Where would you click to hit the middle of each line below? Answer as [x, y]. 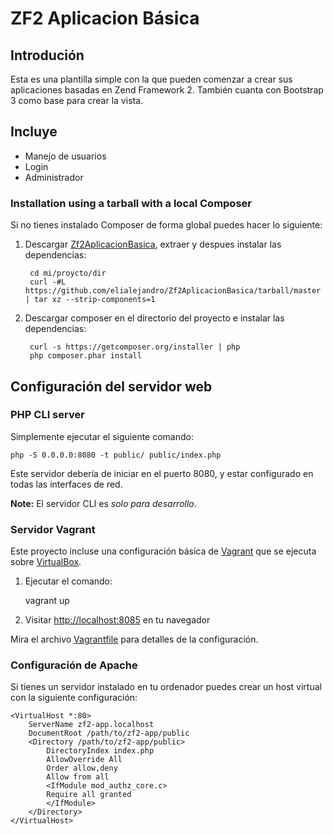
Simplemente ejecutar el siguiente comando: [102, 436]
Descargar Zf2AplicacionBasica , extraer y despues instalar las [153, 244]
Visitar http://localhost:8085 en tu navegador [117, 620]
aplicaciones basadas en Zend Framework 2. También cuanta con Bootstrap [167, 90]
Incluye [34, 132]
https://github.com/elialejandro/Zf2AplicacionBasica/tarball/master [173, 291]
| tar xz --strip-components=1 [90, 300]
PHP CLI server [47, 415]
